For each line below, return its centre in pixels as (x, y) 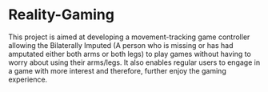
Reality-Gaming (61, 15)
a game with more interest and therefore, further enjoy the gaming (117, 70)
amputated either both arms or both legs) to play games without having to (130, 54)
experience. (28, 79)
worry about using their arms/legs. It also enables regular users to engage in (134, 62)
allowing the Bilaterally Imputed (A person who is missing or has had (121, 45)
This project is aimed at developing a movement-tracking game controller (129, 37)
